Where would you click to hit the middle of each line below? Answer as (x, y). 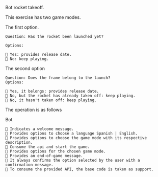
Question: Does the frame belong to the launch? (58, 78)
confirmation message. (29, 165)
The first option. (22, 27)
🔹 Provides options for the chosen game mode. (56, 151)
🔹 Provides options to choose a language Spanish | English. (72, 134)
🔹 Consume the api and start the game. (48, 147)
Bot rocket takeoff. (25, 7)
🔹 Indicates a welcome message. (39, 129)
